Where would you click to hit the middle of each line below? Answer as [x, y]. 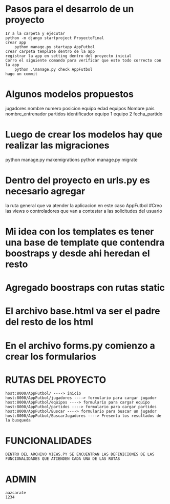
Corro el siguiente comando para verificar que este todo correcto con [83, 60]
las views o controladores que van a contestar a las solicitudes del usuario [84, 211]
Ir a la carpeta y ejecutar [35, 33]
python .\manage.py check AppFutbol [54, 69]
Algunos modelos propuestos [70, 94]
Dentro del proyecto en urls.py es [78, 180]
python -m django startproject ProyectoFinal [55, 38]
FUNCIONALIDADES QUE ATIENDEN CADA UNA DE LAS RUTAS [63, 459]
